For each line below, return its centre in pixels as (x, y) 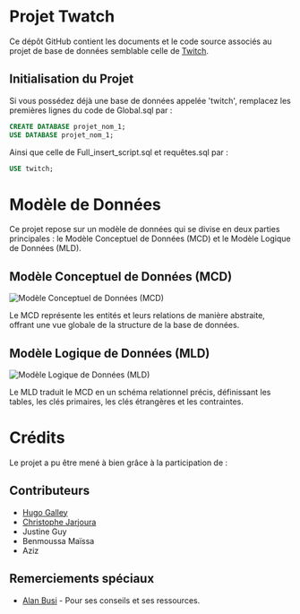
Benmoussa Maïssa (58, 540)
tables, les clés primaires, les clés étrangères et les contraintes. (127, 402)
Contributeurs (50, 491)
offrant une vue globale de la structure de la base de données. (124, 325)
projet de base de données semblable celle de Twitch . (109, 50)
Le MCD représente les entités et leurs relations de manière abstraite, (137, 316)
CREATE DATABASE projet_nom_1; (68, 126)
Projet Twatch (62, 17)
